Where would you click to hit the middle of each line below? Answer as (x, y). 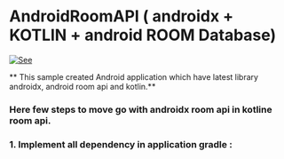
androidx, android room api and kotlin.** (83, 86)
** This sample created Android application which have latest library (134, 76)
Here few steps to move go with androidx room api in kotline (141, 109)
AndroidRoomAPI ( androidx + (122, 16)
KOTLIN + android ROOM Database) (143, 35)
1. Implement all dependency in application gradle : (121, 144)
